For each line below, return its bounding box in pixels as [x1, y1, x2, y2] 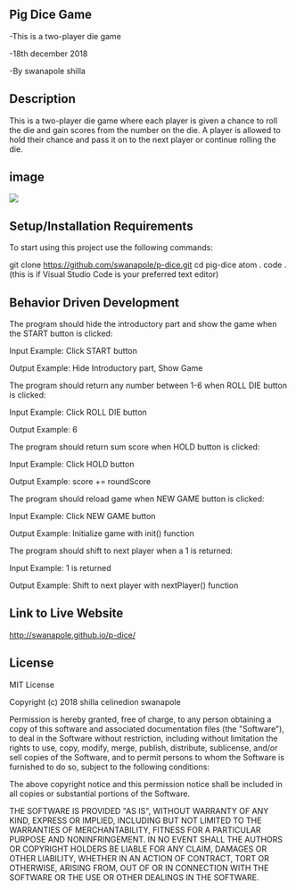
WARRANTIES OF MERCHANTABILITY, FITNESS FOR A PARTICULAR [9, 824, 261, 835]
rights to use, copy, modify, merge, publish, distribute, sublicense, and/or [9, 742, 278, 753]
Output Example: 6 [9, 424, 78, 435]
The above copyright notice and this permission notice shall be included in [9, 778, 283, 789]
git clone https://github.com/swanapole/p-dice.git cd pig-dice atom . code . [9, 259, 287, 271]
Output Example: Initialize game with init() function [9, 528, 194, 539]
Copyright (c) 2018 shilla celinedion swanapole [9, 696, 181, 707]
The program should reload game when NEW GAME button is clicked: [9, 493, 265, 504]
